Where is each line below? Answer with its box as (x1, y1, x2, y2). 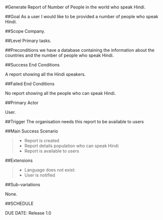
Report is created (24, 138, 60, 143)
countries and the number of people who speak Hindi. (5, 52, 114, 58)
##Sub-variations (5, 182, 41, 187)
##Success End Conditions (5, 62, 60, 67)
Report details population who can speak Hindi (24, 143, 119, 149)
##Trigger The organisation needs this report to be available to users (5, 119, 144, 124)
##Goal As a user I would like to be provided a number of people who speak (5, 14, 159, 19)
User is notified (24, 172, 55, 178)
